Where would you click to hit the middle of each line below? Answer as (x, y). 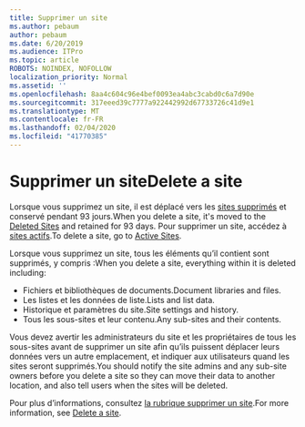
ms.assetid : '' (38, 86)
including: (28, 272)
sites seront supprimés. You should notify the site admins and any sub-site (148, 366)
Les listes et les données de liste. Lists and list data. (119, 300)
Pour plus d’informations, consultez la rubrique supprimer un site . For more (149, 402)
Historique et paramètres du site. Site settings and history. (131, 310)
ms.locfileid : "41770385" (58, 137)
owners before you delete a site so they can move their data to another (142, 375)
